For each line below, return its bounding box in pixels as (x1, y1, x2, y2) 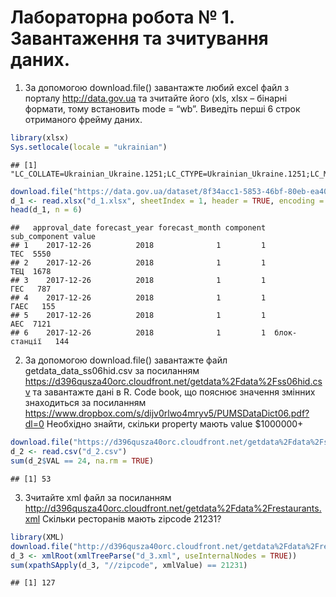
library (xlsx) (10, 132, 70, 143)
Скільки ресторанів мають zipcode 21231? (42, 512, 222, 525)
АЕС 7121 (10, 319, 52, 330)
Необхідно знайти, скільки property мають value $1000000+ (46, 418, 304, 430)
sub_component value (10, 232, 97, 242)
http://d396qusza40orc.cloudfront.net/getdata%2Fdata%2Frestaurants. (24, 502, 322, 514)
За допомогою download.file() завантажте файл (24, 354, 228, 366)
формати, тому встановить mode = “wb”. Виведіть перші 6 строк (24, 102, 301, 115)
